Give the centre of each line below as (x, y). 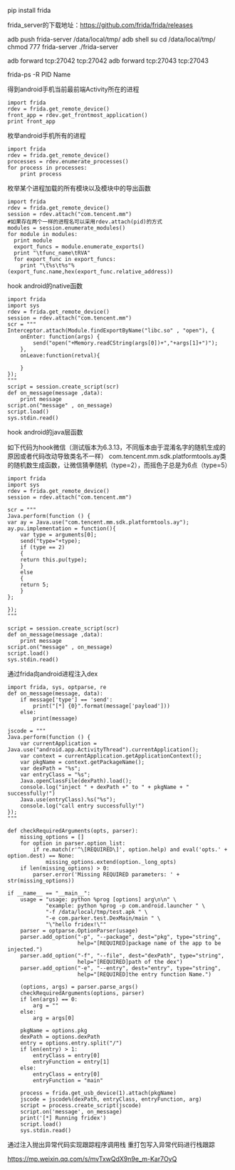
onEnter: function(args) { (60, 337)
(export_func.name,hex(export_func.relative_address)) (90, 272)
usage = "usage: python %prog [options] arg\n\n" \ (98, 900)
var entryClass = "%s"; (56, 775)
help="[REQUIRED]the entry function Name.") (145, 975)
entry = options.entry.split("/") (71, 1043)
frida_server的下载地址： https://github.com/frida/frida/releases (100, 25)
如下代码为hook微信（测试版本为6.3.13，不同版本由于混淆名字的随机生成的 (117, 447)
